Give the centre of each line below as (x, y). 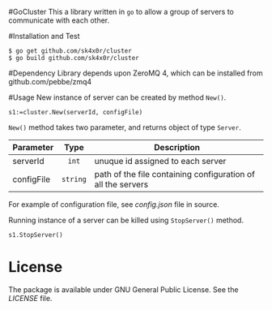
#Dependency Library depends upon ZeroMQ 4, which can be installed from (136, 73)
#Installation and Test (44, 36)
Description (177, 147)
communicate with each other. (59, 20)
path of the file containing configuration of (174, 174)
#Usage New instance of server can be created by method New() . (117, 97)
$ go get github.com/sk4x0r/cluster (70, 51)
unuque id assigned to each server (160, 161)
